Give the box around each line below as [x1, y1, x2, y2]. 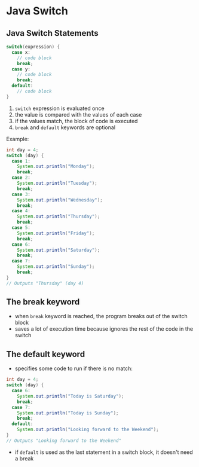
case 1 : [11, 158, 31, 164]
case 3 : [11, 191, 31, 197]
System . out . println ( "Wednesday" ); [17, 197, 103, 203]
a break [14, 454, 34, 462]
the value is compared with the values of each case [14, 111, 142, 118]
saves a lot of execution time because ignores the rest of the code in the [14, 325, 193, 332]
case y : [11, 66, 31, 72]
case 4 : [11, 208, 31, 214]
